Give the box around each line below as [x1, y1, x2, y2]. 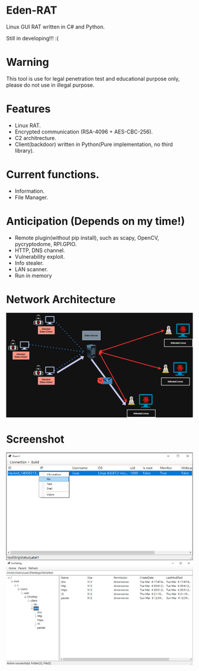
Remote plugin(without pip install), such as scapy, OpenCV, [14, 234, 159, 241]
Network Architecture [6, 292, 116, 306]
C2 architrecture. [14, 134, 56, 141]
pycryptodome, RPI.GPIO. [14, 240, 77, 247]
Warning [6, 56, 49, 69]
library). [14, 147, 34, 154]
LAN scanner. [14, 265, 49, 273]
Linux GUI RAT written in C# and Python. [6, 23, 105, 30]
